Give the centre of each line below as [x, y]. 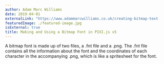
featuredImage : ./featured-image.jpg [43, 23]
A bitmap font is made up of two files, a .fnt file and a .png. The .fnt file [76, 46]
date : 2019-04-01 [23, 14]
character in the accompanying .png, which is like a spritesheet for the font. [81, 56]
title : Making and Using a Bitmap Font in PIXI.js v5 [61, 32]
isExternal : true [23, 28]
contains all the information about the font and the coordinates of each [76, 51]
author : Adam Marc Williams [34, 9]
